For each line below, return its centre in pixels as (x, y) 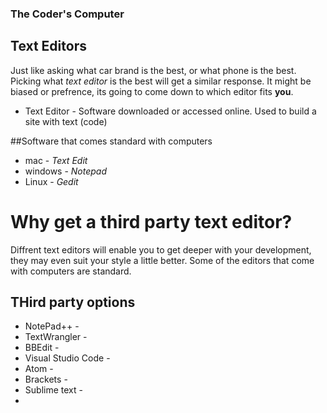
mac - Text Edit (56, 160)
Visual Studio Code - (67, 358)
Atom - (39, 369)
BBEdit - (42, 348)
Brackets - (46, 379)
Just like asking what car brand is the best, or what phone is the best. (153, 70)
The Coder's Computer (67, 14)
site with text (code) (66, 121)
